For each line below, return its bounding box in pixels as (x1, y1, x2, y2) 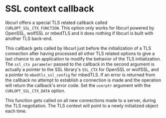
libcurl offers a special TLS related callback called (5, 19, 108, 25)
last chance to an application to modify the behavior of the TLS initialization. (5, 55, 162, 61)
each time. (5, 108, 27, 114)
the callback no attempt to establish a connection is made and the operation (5, 77, 162, 83)
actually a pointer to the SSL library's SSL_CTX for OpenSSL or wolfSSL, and (5, 66, 159, 72)
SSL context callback (5, 3, 94, 14)
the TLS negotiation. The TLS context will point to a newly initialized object (5, 102, 159, 108)
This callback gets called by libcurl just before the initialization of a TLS (5, 45, 152, 51)
